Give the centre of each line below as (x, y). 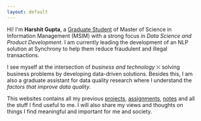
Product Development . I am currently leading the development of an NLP (98, 42)
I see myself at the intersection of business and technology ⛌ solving (94, 67)
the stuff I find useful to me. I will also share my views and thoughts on (95, 105)
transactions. (23, 55)
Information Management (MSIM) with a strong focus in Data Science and (99, 36)
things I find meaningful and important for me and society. (80, 111)
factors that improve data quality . (49, 86)
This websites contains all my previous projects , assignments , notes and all (101, 99)
